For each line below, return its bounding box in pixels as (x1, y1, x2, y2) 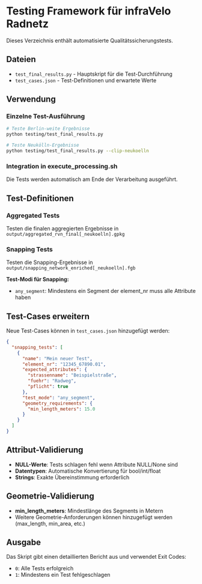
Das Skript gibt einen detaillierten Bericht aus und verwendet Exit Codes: (6, 553, 186, 561)
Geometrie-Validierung (6, 491, 94, 502)
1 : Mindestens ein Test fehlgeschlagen (14, 571, 111, 579)
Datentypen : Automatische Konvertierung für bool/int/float (14, 467, 161, 475)
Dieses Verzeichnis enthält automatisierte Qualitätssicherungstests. (6, 37, 173, 44)
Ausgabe (6, 537, 41, 547)
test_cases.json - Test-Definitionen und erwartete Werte (14, 76, 157, 84)
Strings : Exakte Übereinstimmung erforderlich (14, 473, 130, 481)
